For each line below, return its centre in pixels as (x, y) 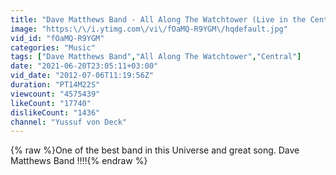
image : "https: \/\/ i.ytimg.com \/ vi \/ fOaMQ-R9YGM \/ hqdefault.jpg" (149, 29)
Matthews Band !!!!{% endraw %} (79, 161)
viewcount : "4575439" (55, 94)
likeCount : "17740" (51, 103)
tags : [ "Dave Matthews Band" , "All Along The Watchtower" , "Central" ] (156, 57)
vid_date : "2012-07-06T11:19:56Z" (82, 76)
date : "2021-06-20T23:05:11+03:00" (84, 66)
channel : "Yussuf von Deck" (69, 122)
